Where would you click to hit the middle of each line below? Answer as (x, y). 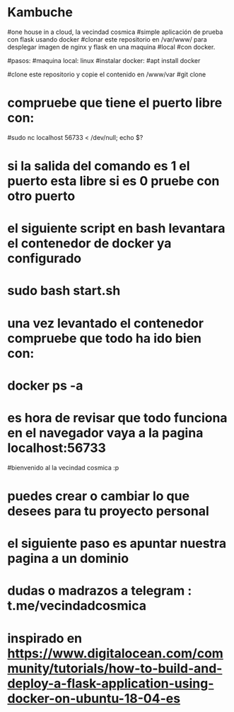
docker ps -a (45, 385)
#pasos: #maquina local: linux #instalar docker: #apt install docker (104, 60)
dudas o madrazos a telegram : (100, 591)
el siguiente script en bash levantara (116, 229)
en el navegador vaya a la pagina (105, 433)
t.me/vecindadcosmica (77, 606)
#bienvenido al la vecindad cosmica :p (63, 467)
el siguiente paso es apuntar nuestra (117, 543)
